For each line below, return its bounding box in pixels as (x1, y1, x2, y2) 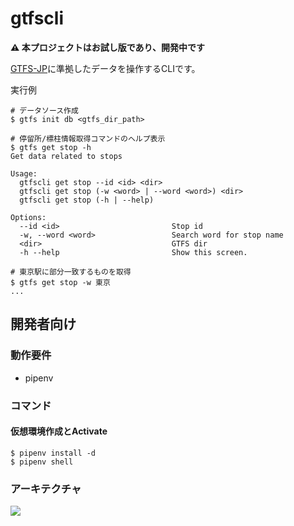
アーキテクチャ (10, 482, 82, 496)
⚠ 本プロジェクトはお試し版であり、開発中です (10, 41, 205, 53)
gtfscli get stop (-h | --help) (19, 195, 155, 205)
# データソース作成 (10, 105, 79, 116)
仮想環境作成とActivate (10, 425, 108, 437)
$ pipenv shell (10, 457, 74, 467)
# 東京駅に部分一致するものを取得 (10, 267, 132, 277)
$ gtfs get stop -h (10, 142, 92, 152)
